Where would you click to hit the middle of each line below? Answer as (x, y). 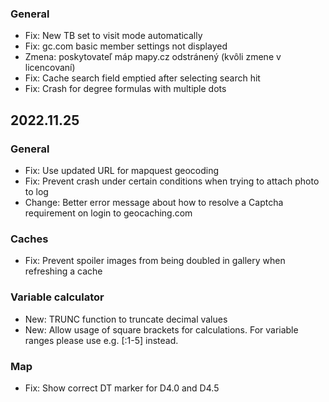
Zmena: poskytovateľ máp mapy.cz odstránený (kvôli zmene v (153, 57)
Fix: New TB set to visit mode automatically (113, 36)
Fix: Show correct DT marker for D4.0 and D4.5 (122, 388)
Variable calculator (57, 297)
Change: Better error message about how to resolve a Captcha (154, 202)
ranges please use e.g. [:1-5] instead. (101, 340)
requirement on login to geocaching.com (108, 213)
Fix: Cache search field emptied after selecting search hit (142, 78)
